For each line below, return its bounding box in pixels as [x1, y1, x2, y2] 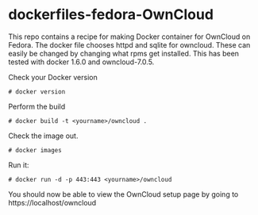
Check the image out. [8, 131, 79, 140]
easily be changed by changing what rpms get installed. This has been [8, 48, 240, 58]
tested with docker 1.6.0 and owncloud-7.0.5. [8, 57, 155, 67]
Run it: [8, 160, 29, 170]
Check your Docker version [8, 72, 98, 82]
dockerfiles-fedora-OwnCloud [8, 6, 214, 24]
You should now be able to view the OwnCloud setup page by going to [8, 189, 239, 199]
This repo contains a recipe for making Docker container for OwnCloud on [8, 32, 251, 41]
